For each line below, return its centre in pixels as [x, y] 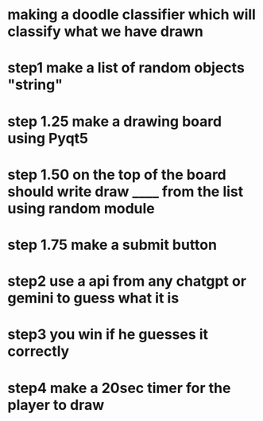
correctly [39, 351]
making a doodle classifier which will [131, 15]
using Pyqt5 [48, 138]
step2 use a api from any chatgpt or [127, 281]
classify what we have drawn [105, 31]
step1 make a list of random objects [126, 68]
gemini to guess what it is [93, 298]
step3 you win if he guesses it [108, 335]
